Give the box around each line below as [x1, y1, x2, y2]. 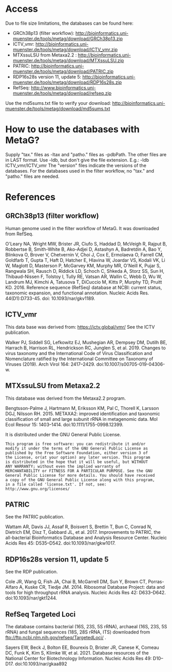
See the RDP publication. [5, 569, 58, 575]
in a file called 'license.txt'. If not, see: [5, 481, 107, 487]
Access [5, 3, 39, 15]
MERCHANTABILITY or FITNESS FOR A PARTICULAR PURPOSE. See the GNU [5, 468, 153, 473]
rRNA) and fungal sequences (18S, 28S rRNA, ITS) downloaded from [5, 629, 150, 635]
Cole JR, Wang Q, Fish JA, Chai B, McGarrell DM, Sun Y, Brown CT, [5, 578, 147, 585]
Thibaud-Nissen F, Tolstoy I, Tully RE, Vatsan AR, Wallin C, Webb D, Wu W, [5, 273, 163, 279]
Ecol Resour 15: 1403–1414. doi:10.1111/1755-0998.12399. [5, 421, 124, 427]
